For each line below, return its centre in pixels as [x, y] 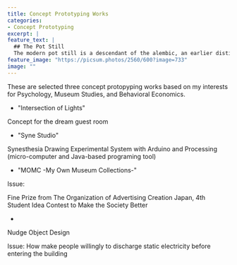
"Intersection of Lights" [51, 107]
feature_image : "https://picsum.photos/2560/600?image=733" [98, 60]
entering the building [38, 253]
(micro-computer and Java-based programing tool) [82, 156]
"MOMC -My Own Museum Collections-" [77, 170]
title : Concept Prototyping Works [58, 14]
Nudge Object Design [39, 232]
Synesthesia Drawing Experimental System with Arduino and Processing [112, 148]
